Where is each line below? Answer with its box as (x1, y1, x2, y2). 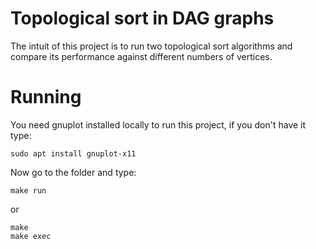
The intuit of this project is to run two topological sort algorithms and (10, 40, 293, 52)
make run (10, 185, 47, 196)
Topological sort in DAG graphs (10, 7, 275, 30)
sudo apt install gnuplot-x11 (10, 148, 137, 159)
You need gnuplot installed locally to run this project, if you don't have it (10, 118, 307, 131)
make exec (10, 231, 52, 241)
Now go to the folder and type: (10, 166, 137, 178)
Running (10, 86, 82, 109)
